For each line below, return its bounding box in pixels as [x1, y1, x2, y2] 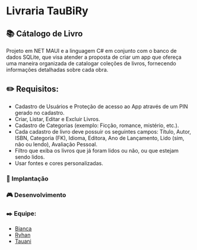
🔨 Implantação [6, 174, 49, 182]
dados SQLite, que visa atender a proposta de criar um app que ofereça [6, 53, 182, 61]
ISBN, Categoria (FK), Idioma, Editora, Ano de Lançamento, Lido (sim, [14, 134, 185, 141]
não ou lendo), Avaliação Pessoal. [14, 141, 98, 148]
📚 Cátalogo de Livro [6, 29, 83, 39]
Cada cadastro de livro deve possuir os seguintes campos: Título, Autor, [14, 128, 192, 135]
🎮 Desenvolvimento [6, 191, 66, 199]
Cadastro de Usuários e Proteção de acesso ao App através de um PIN [14, 103, 188, 110]
